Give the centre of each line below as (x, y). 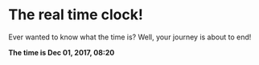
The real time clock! (76, 15)
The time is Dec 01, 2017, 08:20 (62, 52)
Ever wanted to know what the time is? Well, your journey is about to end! (130, 37)
